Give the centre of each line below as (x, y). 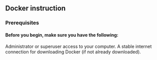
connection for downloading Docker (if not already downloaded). (73, 52)
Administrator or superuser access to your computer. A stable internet (78, 46)
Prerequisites (22, 23)
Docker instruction (36, 8)
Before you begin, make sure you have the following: (62, 35)
